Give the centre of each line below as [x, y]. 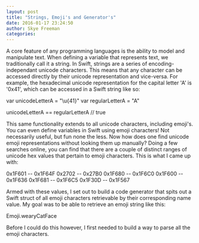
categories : [21, 34]
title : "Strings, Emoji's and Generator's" [61, 17]
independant [22, 70]
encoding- [161, 64]
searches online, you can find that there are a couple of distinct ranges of [97, 150]
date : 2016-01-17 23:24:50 [40, 23]
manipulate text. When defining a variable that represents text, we [87, 57]
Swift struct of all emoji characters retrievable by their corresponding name [99, 198]
